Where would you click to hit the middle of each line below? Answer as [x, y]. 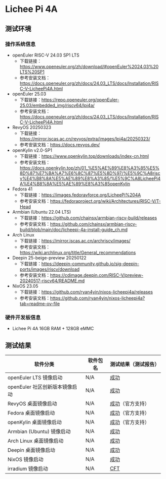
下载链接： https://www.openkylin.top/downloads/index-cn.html [84, 156]
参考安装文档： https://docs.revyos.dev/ [60, 144]
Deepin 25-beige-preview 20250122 [49, 258]
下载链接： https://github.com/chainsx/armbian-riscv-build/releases [88, 218]
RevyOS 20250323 [32, 127]
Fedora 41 [22, 189]
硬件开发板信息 [23, 317]
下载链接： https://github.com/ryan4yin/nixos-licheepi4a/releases [86, 292]
